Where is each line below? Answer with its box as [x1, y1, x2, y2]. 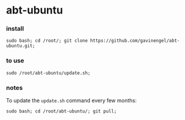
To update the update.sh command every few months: [6, 97, 137, 104]
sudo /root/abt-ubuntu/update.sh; [6, 70, 91, 76]
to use [6, 56, 25, 65]
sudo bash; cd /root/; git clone [6, 38, 88, 44]
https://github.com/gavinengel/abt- [90, 38, 180, 44]
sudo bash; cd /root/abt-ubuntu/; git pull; [6, 108, 117, 115]
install [6, 25, 25, 33]
